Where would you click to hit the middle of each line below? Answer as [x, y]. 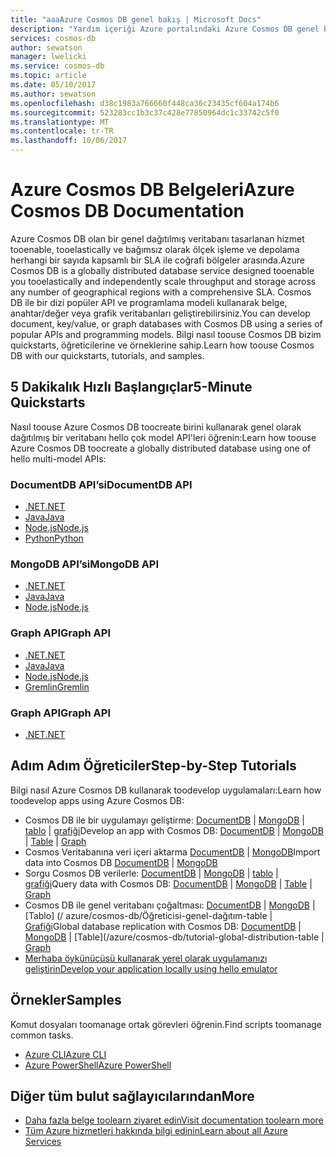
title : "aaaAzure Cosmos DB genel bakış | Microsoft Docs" [136, 19]
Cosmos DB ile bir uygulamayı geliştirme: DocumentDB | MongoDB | [164, 820]
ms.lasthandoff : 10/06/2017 [69, 141]
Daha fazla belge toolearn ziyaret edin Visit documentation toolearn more [174, 1120]
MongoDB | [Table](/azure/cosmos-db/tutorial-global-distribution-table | [174, 937]
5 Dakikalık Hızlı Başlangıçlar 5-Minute [131, 387]
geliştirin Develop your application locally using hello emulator [151, 968]
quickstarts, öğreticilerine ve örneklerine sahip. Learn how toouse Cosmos [162, 345]
